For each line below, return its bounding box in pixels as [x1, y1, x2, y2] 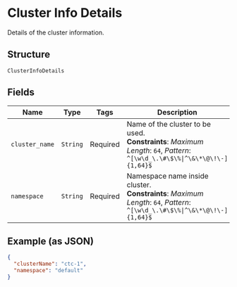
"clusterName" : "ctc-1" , [13, 260, 87, 268]
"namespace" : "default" [13, 267, 83, 274]
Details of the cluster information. [7, 28, 104, 37]
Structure [7, 49, 51, 60]
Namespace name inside [126, 171, 209, 181]
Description [157, 107, 197, 117]
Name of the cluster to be [126, 119, 212, 129]
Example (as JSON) [7, 235, 94, 247]
